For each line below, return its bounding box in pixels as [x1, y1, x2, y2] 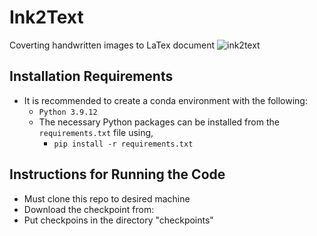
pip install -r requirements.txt [53, 139, 194, 149]
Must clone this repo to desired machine [23, 192, 191, 205]
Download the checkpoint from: [23, 203, 155, 215]
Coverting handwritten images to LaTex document [9, 39, 216, 51]
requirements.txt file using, [38, 126, 154, 138]
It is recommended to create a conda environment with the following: [23, 94, 308, 106]
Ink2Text [9, 6, 84, 29]
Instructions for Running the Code [9, 166, 226, 183]
